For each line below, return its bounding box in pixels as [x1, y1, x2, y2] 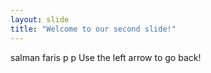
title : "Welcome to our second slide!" [10, 24, 177, 34]
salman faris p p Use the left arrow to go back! [10, 51, 202, 63]
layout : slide [10, 14, 70, 25]
